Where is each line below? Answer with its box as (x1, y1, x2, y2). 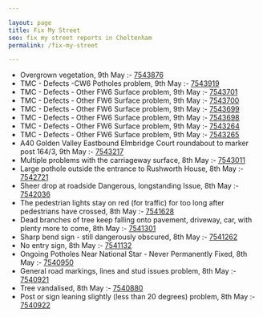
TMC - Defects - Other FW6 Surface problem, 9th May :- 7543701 (19, 87, 238, 97)
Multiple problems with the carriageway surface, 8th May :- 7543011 (19, 156, 246, 165)
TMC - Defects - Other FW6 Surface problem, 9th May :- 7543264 (19, 121, 241, 131)
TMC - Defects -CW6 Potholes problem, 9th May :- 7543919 (19, 79, 220, 88)
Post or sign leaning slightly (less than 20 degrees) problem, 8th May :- (19, 292, 256, 302)
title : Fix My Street (8, 26, 81, 35)
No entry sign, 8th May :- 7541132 (19, 241, 132, 250)
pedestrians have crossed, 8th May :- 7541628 (19, 206, 175, 217)
